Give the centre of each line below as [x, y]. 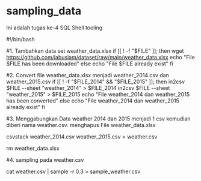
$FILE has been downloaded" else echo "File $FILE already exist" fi [90, 64]
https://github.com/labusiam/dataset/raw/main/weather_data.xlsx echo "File [101, 57]
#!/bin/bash [20, 39]
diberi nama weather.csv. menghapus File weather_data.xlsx [81, 125]
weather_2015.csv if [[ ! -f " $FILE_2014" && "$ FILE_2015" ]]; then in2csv [96, 82]
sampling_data [44, 11]
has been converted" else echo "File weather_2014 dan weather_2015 [93, 101]
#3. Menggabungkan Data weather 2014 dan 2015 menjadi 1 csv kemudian [98, 119]
